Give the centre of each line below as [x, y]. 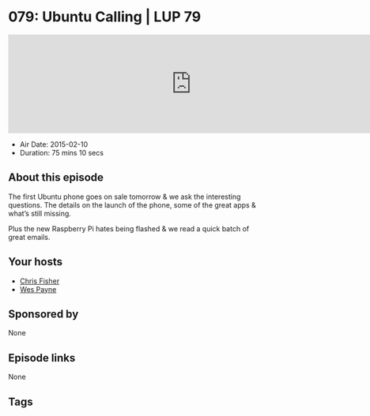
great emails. [29, 237]
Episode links [42, 358]
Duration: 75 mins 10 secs [62, 152]
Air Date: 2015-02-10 [54, 144]
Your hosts [36, 262]
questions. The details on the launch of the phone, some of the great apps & [132, 204]
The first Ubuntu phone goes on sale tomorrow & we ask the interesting [125, 197]
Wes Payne [38, 289]
